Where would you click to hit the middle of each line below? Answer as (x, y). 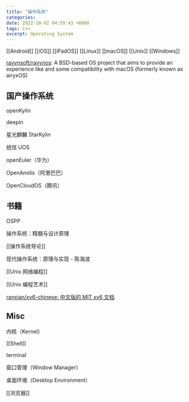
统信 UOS (18, 147)
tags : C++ (19, 28)
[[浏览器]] (18, 392)
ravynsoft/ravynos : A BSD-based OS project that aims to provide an (89, 63)
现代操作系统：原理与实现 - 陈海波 (48, 259)
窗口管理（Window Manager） (44, 367)
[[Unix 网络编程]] (27, 271)
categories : (21, 17)
